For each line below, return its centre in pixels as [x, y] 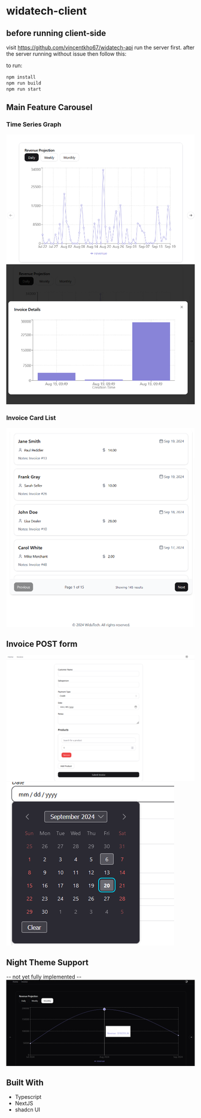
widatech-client [46, 11]
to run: [14, 65]
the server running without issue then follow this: [66, 54]
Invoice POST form [42, 644]
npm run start [24, 89]
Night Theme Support [47, 962]
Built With [25, 1083]
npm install [21, 77]
